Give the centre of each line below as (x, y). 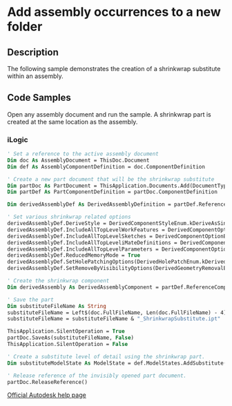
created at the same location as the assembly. (72, 122)
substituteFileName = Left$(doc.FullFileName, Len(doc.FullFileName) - (112, 312)
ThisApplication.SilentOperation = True (66, 331)
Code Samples (39, 98)
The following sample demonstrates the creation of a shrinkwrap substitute (114, 69)
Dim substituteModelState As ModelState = (69, 363)
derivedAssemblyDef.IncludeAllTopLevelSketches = (80, 236)
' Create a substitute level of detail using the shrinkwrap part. (106, 356)
